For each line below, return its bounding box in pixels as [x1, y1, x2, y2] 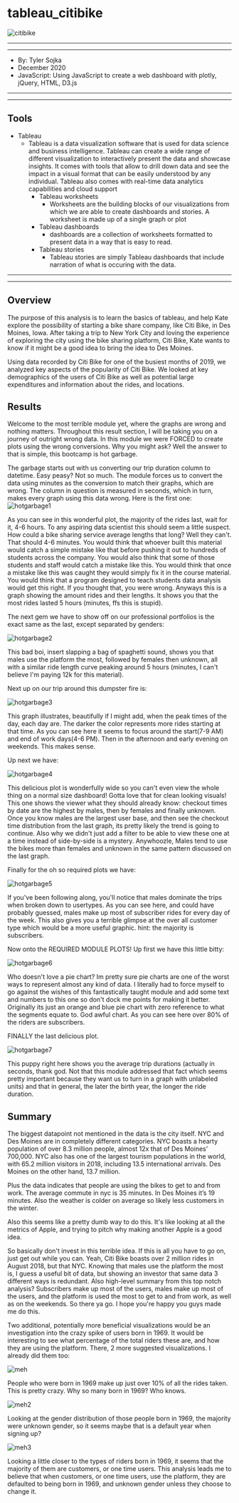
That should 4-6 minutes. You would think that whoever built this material [7, 538, 223, 547]
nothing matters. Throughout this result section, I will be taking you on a [7, 427, 218, 436]
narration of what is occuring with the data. [49, 260, 176, 269]
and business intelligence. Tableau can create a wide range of [28, 146, 211, 155]
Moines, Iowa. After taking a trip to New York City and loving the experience [7, 328, 230, 337]
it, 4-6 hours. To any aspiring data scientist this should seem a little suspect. [7, 523, 231, 532]
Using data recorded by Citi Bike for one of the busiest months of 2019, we [7, 357, 226, 366]
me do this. [7, 1307, 41, 1316]
